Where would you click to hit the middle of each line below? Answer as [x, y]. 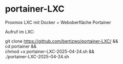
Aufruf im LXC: [20, 32]
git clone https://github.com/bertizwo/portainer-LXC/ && [62, 41]
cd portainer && [21, 46]
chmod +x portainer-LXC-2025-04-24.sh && [50, 51]
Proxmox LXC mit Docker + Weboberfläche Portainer [58, 22]
